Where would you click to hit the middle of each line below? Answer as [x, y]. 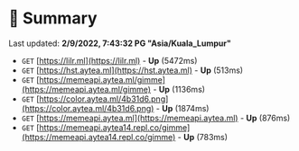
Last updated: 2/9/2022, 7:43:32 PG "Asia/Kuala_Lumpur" [120, 43]
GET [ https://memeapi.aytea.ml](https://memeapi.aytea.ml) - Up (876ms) [156, 118]
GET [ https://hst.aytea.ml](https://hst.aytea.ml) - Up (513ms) [132, 70]
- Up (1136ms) [178, 89]
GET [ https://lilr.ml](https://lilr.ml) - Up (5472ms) [109, 60]
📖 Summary [53, 18]
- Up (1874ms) [182, 108]
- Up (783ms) [202, 137]
